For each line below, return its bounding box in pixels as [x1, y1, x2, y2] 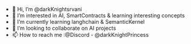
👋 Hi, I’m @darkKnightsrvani [11, 6, 82, 12]
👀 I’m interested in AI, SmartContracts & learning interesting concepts [11, 12, 186, 19]
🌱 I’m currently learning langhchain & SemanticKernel [11, 18, 145, 25]
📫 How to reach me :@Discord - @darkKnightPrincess [11, 32, 149, 38]
